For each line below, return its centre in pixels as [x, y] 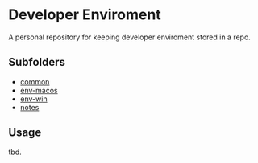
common [35, 81]
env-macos [39, 90]
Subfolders [37, 62]
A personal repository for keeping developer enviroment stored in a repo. [130, 37]
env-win [33, 99]
